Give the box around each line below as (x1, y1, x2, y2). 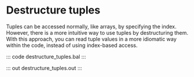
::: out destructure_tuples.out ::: (6, 64, 83, 71)
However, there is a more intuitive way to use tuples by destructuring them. (6, 29, 189, 36)
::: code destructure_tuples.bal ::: (6, 53, 87, 60)
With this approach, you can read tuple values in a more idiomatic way (6, 35, 177, 42)
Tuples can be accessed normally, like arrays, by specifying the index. (6, 23, 177, 30)
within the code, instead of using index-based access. (6, 42, 138, 49)
